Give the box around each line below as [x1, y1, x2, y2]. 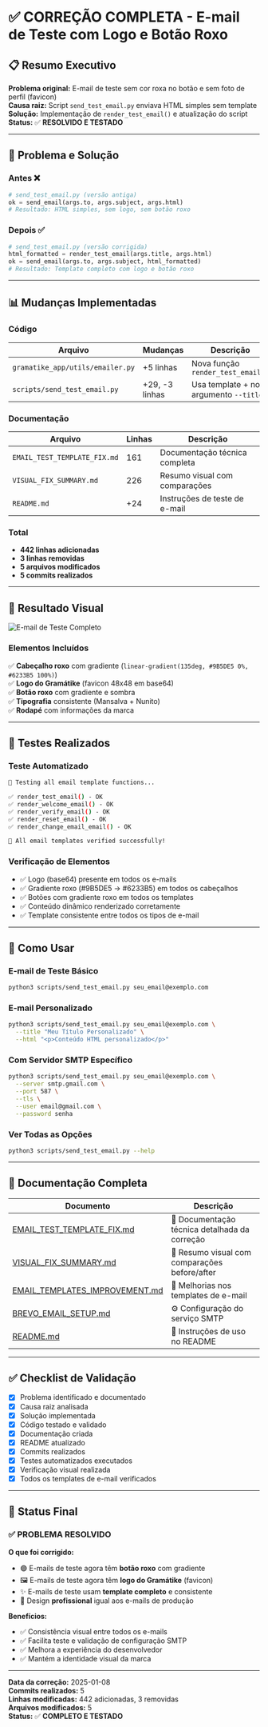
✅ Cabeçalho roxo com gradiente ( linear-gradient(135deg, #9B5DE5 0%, [8, 661, 249, 670]
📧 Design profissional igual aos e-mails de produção [19, 1596, 194, 1605]
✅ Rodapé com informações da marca [8, 705, 134, 715]
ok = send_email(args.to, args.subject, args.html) [8, 198, 183, 206]
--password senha [15, 1109, 73, 1117]
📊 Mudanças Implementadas [8, 296, 157, 310]
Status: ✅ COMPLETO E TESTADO [8, 1711, 124, 1721]
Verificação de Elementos [8, 856, 110, 867]
